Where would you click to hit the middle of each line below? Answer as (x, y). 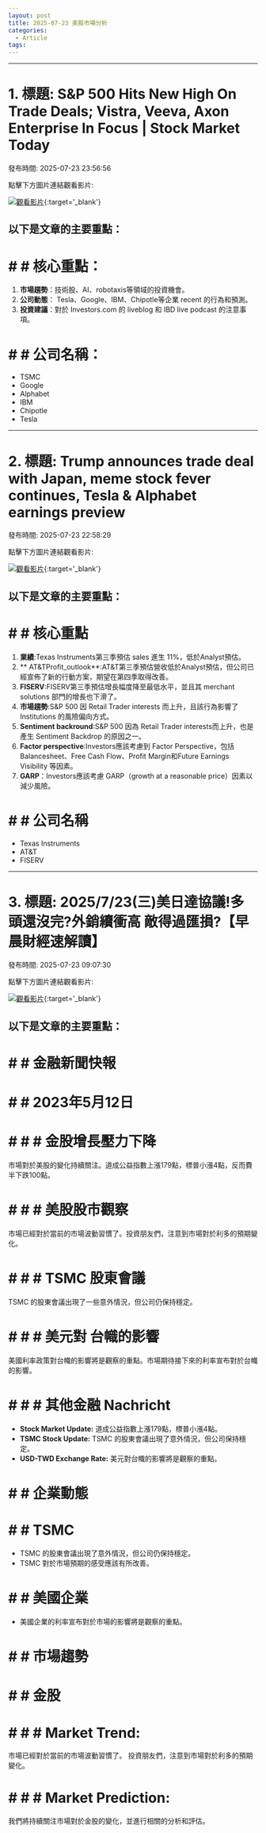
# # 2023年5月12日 (71, 1102)
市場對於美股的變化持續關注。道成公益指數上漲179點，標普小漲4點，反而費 (131, 1165)
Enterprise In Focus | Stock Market (124, 128)
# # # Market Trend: (74, 1733)
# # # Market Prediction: (89, 1798)
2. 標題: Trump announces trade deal (131, 461)
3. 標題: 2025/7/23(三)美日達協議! (120, 902)
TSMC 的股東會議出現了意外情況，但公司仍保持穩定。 (107, 1553)
